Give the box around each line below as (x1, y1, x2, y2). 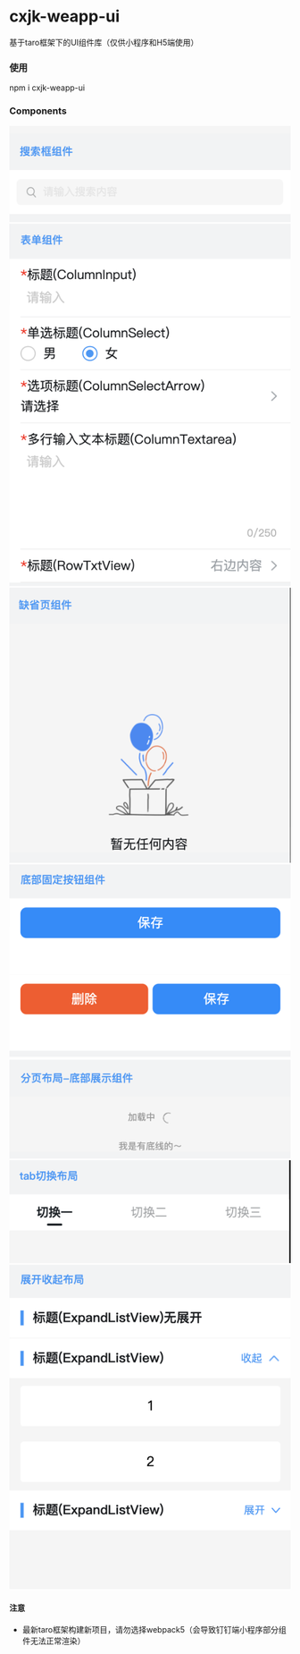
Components (9, 105, 67, 117)
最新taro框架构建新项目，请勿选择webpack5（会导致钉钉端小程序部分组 (21, 1624, 287, 1634)
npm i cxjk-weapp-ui (9, 82, 86, 93)
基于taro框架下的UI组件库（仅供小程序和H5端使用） (9, 37, 199, 47)
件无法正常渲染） (21, 1635, 86, 1646)
